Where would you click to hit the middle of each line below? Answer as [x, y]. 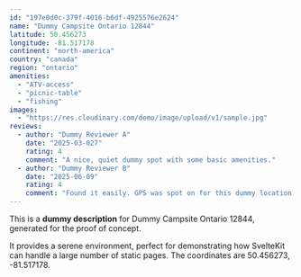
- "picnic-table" [50, 93]
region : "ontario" [44, 68]
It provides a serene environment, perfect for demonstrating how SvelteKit [147, 246]
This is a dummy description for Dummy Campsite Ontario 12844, [132, 219]
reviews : [26, 127]
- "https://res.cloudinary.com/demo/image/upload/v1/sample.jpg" [143, 118]
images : [24, 110]
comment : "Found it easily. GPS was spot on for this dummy [141, 193]
